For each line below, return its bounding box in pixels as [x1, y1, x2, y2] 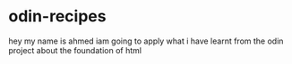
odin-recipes [8, 6, 107, 27]
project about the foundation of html [8, 44, 142, 55]
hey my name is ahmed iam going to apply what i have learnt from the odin [8, 36, 284, 46]
